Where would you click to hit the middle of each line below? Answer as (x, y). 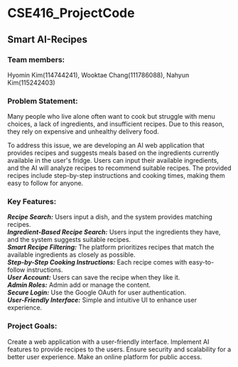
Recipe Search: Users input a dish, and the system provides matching (110, 217)
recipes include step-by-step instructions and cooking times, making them (116, 176)
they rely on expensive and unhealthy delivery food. (83, 132)
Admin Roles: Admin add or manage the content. (79, 285)
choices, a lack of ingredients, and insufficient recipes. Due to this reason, (116, 124)
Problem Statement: (43, 101)
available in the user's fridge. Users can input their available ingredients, (113, 161)
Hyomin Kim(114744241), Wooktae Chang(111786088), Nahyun (98, 75)
